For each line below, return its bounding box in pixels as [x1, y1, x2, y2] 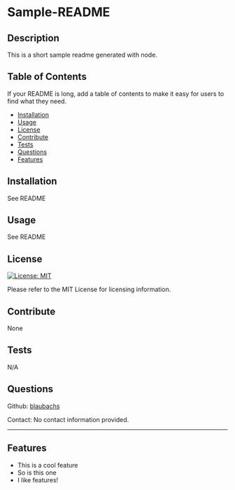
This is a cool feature [17, 461, 78, 469]
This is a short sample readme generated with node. [7, 50, 157, 59]
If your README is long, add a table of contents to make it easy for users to [7, 89, 225, 98]
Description [7, 32, 59, 44]
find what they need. [7, 97, 67, 105]
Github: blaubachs [7, 402, 60, 410]
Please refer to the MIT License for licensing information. [7, 285, 171, 294]
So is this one [17, 468, 57, 477]
